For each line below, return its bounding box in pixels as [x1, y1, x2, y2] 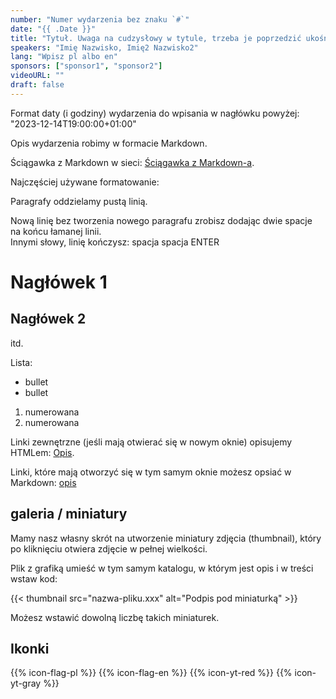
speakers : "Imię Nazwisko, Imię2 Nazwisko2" [10, 42, 199, 53]
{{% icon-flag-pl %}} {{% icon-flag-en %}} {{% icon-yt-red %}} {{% [10, 667, 293, 679]
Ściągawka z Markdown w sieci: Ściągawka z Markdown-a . [10, 156, 255, 168]
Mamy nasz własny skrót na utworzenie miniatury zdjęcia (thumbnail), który [10, 532, 322, 544]
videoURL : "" [10, 71, 65, 81]
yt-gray [10, 677, 42, 690]
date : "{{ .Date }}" [10, 24, 97, 34]
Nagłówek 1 [10, 271, 108, 293]
